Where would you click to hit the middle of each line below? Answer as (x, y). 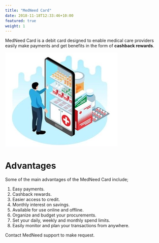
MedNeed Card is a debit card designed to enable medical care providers (79, 41)
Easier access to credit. (36, 200)
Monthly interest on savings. (41, 205)
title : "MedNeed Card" (28, 10)
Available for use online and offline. (48, 210)
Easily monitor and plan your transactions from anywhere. (71, 226)
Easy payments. (29, 189)
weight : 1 (15, 26)
